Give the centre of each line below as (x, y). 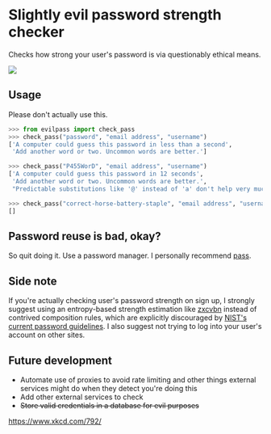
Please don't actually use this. (58, 114)
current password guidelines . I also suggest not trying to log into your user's (135, 327)
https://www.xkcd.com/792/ (55, 421)
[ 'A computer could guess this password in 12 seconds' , (106, 174)
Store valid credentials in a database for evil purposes (109, 405)
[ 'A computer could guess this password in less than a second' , (120, 144)
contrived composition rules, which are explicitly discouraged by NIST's (128, 318)
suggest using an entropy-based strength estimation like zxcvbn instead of (133, 310)
